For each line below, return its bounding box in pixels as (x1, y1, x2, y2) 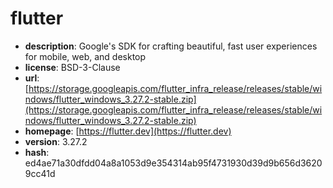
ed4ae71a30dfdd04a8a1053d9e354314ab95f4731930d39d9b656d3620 (24, 157, 323, 169)
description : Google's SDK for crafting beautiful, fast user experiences (24, 40, 318, 52)
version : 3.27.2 (24, 135, 88, 147)
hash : (24, 146, 50, 158)
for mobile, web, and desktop (24, 50, 147, 62)
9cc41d (24, 167, 56, 179)
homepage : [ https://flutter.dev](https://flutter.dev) (24, 125, 232, 137)
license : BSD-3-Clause (24, 61, 121, 73)
